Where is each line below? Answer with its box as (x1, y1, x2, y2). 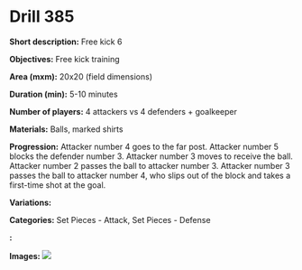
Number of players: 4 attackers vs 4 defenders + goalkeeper (9, 106, 237, 116)
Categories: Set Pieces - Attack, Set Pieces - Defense (9, 214, 211, 225)
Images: (9, 250, 41, 261)
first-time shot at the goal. (9, 179, 106, 191)
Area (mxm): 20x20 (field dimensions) (9, 70, 153, 82)
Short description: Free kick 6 (9, 36, 123, 47)
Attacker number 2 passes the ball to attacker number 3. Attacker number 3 (9, 160, 290, 171)
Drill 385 (9, 6, 75, 27)
